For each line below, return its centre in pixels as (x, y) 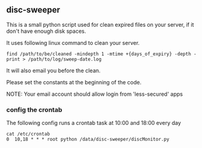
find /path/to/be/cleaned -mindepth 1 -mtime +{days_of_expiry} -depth (99, 54)
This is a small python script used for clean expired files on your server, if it (100, 24)
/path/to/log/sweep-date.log (65, 59)
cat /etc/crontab (28, 134)
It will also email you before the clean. (54, 70)
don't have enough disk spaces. (46, 31)
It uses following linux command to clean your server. (73, 42)
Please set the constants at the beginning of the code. (74, 82)
